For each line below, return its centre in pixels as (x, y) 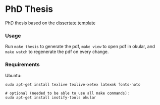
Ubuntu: (13, 75)
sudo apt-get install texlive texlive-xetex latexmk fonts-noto (73, 84)
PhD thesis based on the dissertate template (50, 23)
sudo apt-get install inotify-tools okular (51, 98)
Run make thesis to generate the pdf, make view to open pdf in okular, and (80, 47)
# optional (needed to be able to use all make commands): (67, 93)
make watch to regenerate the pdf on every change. (57, 52)
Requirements (23, 64)
